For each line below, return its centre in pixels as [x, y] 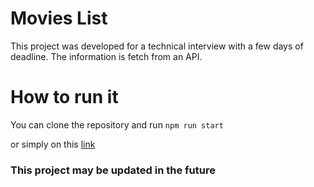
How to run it [64, 97]
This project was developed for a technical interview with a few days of [157, 46]
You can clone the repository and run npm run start [117, 124]
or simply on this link [53, 144]
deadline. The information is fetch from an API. [106, 56]
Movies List [59, 18]
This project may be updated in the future [113, 170]
